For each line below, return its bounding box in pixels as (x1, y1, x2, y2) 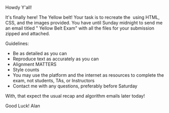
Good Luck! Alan (5, 103, 40, 109)
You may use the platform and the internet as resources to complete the (12, 72, 164, 78)
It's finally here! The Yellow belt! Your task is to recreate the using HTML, (5, 14, 160, 20)
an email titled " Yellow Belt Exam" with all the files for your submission (5, 25, 155, 31)
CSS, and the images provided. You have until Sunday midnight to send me (5, 20, 163, 26)
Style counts (12, 66, 39, 73)
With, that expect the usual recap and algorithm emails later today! (5, 93, 145, 99)
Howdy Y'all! (5, 5, 32, 10)
